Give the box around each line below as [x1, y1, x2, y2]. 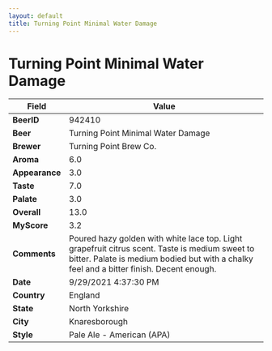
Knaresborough [68, 316, 128, 327]
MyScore [12, 220, 49, 231]
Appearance [12, 167, 62, 178]
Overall [12, 207, 41, 218]
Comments [12, 248, 57, 259]
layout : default [8, 11, 63, 20]
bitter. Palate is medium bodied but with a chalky [68, 253, 253, 264]
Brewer [12, 141, 41, 152]
